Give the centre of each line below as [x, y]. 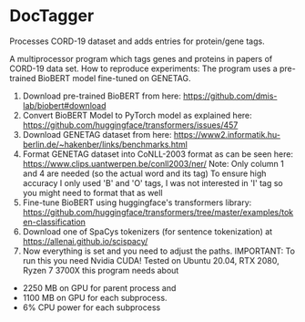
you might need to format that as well [92, 192]
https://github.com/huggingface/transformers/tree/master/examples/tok [158, 212]
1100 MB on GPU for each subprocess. [95, 297]
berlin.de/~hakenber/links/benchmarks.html [105, 144]
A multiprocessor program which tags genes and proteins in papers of [141, 58]
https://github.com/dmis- [230, 96]
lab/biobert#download [64, 105]
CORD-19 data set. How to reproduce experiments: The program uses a [143, 68]
